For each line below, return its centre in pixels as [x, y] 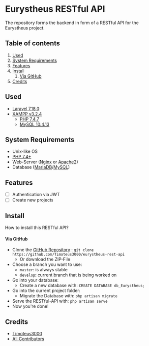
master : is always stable [44, 270]
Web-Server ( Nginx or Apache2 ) [45, 162]
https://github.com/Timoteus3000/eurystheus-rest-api [68, 255]
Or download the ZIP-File [45, 259]
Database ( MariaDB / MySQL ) [41, 167]
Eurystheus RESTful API [55, 9]
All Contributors [28, 339]
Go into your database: [35, 280]
